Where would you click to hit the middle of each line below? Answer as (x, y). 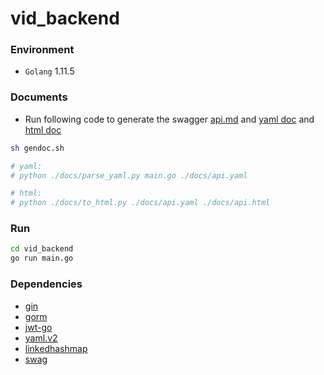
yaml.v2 (41, 338)
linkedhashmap (56, 348)
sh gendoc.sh (37, 148)
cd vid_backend (42, 249)
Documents (39, 97)
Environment (42, 50)
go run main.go (42, 258)
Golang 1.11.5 (49, 71)
